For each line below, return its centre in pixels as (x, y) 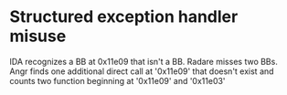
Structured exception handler (124, 17)
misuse (38, 36)
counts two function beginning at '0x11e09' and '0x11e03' (117, 80)
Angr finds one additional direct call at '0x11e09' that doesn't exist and (142, 71)
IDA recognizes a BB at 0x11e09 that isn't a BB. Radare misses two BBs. (144, 61)
